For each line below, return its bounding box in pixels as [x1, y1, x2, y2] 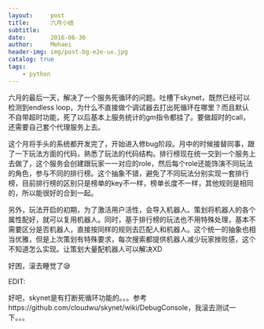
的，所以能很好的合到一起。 [8, 188, 98, 198]
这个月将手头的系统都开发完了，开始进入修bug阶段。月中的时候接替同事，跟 [8, 139, 255, 148]
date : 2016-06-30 [8, 33, 86, 42]
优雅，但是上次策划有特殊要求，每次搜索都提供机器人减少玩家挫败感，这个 [14, 234, 256, 244]
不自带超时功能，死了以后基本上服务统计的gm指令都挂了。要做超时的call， [8, 112, 250, 122]
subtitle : [8, 26, 41, 34]
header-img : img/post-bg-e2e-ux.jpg [8, 48, 128, 56]
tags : [8, 63, 26, 71]
